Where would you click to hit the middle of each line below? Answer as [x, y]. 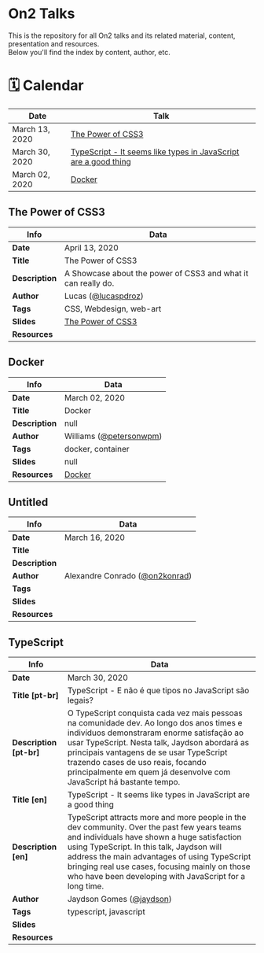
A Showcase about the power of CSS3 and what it [156, 273]
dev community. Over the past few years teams [154, 827]
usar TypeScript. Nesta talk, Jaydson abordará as [158, 743]
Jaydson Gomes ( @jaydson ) [119, 899]
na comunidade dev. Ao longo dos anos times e [155, 723]
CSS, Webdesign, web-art [113, 308]
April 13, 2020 [92, 247]
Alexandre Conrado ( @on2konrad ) [128, 576]
